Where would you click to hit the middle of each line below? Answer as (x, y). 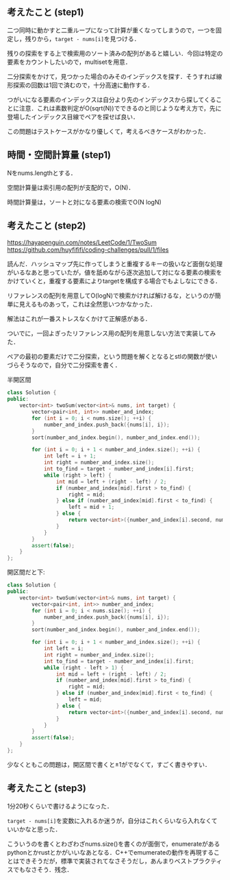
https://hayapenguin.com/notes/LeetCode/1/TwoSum (82, 243)
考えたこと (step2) (47, 226)
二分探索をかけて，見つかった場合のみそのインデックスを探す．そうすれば (112, 76)
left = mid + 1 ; (91, 507)
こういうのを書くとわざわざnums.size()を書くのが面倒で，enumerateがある (114, 844)
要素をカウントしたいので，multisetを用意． (69, 62)
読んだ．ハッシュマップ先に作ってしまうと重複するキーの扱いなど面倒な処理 (115, 264)
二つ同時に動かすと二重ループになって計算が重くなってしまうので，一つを (112, 30)
